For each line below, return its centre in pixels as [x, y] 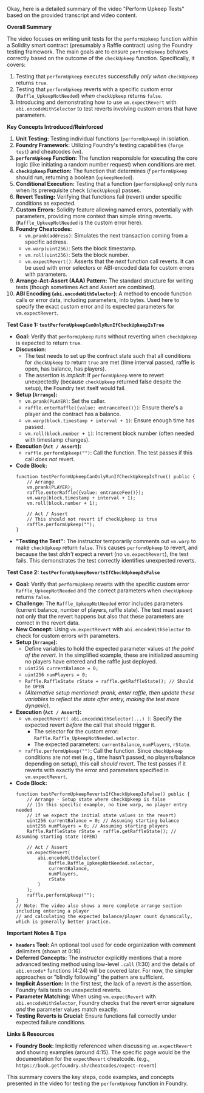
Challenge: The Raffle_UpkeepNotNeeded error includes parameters [99, 603]
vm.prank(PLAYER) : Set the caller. [65, 401]
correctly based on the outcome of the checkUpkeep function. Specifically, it [101, 58]
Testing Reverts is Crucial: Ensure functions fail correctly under [96, 1016]
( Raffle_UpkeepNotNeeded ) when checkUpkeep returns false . [89, 96]
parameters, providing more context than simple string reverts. [94, 216]
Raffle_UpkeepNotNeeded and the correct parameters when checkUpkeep [104, 591]
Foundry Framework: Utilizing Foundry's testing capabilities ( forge [100, 145]
